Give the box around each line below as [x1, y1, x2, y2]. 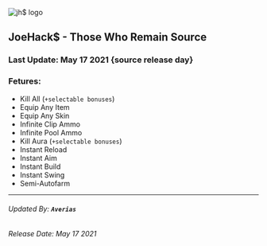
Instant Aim [19, 153, 57, 162]
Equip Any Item [19, 102, 70, 111]
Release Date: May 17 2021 [8, 228, 97, 238]
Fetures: [8, 76, 41, 87]
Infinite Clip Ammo [19, 119, 81, 129]
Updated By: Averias [8, 204, 77, 214]
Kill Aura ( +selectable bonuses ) [19, 136, 122, 146]
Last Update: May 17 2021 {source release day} [8, 54, 194, 65]
